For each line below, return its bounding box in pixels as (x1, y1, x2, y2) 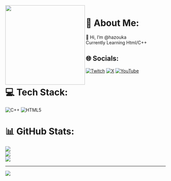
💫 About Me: (85, 17, 139, 29)
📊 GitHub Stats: (5, 126, 75, 137)
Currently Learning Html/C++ (85, 39, 147, 45)
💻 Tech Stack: (5, 86, 68, 98)
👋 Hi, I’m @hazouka (85, 34, 127, 40)
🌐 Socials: (85, 54, 119, 63)
